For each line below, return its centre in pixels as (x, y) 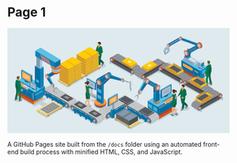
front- (211, 144)
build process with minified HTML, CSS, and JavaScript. (102, 152)
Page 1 (27, 12)
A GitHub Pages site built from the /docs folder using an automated (104, 144)
